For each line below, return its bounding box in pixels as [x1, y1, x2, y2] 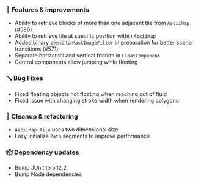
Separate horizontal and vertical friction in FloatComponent [14, 52, 161, 59]
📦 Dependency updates [5, 148, 80, 156]
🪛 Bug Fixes [5, 74, 43, 83]
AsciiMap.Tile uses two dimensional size [14, 125, 119, 133]
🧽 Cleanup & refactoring [5, 112, 78, 120]
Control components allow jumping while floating [14, 58, 138, 66]
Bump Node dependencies [14, 171, 82, 178]
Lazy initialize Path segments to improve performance [14, 132, 150, 139]
